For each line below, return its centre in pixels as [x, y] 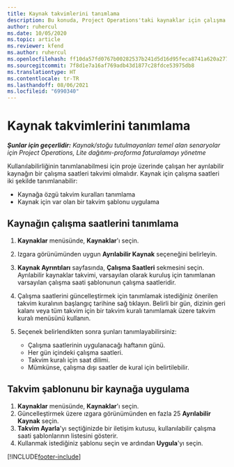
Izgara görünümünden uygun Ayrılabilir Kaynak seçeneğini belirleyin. [117, 254]
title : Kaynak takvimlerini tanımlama [63, 14]
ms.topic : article [34, 40]
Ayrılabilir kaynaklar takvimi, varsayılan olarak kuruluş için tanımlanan [116, 275]
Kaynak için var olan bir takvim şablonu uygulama [88, 202]
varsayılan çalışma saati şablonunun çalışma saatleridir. [96, 282]
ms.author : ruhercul [37, 53]
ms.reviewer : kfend [36, 46]
